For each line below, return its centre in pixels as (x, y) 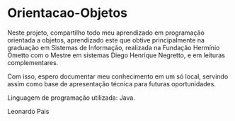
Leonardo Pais (28, 111)
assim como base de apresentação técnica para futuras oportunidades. (111, 83)
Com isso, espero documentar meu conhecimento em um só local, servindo (118, 76)
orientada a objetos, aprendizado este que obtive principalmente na (106, 40)
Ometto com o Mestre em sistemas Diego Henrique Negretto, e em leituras (116, 55)
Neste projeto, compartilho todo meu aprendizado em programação (106, 33)
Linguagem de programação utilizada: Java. (71, 98)
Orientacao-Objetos (68, 13)
